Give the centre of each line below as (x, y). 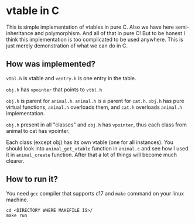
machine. (17, 200)
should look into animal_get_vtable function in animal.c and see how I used (97, 148)
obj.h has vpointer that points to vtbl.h (54, 90)
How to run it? (32, 179)
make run (17, 215)
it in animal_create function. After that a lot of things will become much (92, 155)
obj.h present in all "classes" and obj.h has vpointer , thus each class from (97, 125)
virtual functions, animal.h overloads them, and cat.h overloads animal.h (94, 107)
